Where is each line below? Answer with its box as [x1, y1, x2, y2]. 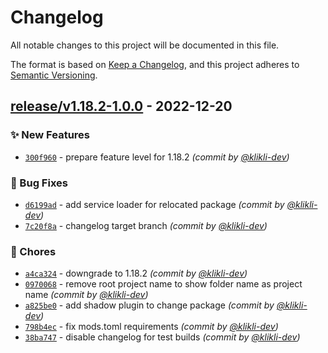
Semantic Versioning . [10, 69, 98, 81]
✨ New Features [10, 128, 90, 142]
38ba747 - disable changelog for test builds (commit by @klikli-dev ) [24, 331, 301, 343]
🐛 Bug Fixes [10, 176, 68, 190]
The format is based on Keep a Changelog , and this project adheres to [10, 58, 300, 70]
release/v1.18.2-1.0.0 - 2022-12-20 [10, 98, 233, 115]
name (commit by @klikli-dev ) [24, 289, 149, 301]
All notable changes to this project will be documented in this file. [10, 39, 280, 51]
